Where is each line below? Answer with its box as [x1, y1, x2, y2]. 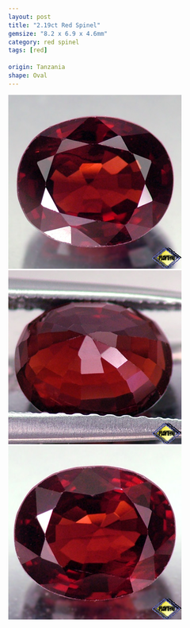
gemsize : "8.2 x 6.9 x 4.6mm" [8, 29, 108, 37]
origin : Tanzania [8, 64, 66, 72]
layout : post [8, 13, 51, 21]
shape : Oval [8, 72, 47, 79]
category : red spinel [8, 38, 80, 46]
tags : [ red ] [8, 46, 47, 55]
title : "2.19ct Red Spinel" [8, 21, 101, 29]
